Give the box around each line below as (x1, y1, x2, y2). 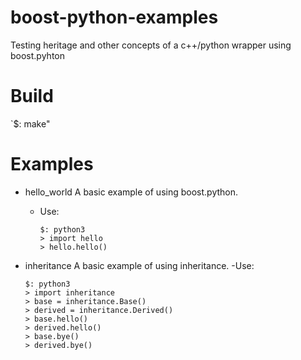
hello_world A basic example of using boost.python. (24, 186, 239, 198)
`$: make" (10, 117, 51, 130)
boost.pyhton (10, 49, 65, 61)
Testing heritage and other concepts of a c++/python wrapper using (10, 39, 292, 51)
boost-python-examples (10, 6, 219, 29)
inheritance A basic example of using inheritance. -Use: (24, 259, 255, 271)
